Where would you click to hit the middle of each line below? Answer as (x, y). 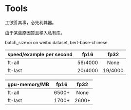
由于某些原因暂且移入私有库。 (35, 32)
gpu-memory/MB (28, 84)
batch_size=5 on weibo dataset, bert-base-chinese (56, 42)
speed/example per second (40, 54)
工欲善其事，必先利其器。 (31, 22)
